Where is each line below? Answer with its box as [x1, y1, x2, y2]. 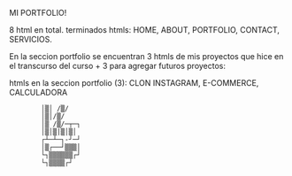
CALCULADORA [9, 88, 68, 97]
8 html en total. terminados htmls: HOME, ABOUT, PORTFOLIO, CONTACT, [9, 25, 280, 34]
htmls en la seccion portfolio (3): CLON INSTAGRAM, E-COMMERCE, [9, 78, 259, 88]
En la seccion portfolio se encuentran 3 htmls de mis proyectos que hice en [9, 51, 284, 61]
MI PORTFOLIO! [9, 8, 67, 18]
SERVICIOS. [9, 34, 53, 44]
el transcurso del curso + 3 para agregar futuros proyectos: [9, 61, 227, 71]
